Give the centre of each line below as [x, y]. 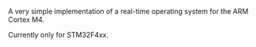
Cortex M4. [26, 20]
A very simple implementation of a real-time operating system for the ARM [128, 11]
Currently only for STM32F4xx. [59, 35]
